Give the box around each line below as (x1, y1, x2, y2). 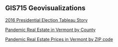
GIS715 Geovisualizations (5, 4, 86, 12)
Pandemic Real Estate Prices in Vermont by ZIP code (5, 36, 114, 42)
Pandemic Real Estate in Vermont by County (5, 27, 96, 33)
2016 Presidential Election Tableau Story (5, 17, 88, 23)
